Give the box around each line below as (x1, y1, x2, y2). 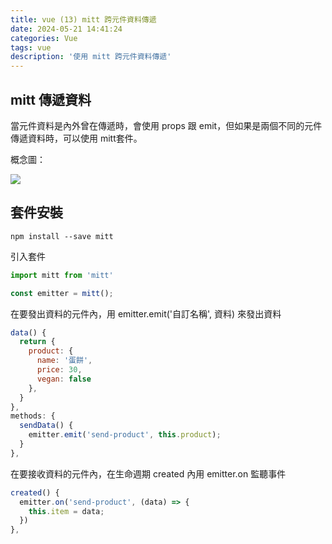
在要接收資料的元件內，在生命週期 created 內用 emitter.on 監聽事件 (10, 467, 287, 480)
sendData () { (19, 421, 74, 431)
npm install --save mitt (10, 231, 114, 241)
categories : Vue (10, 33, 78, 43)
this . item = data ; (28, 506, 105, 516)
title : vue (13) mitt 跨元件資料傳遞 (10, 14, 157, 25)
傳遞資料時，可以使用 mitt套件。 (10, 132, 143, 144)
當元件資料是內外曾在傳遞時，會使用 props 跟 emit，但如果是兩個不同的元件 (10, 119, 323, 131)
